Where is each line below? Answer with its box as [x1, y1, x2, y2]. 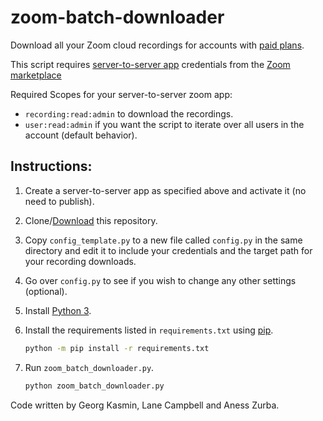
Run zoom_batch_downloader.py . [24, 361, 155, 373]
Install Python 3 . [24, 304, 92, 316]
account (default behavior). [24, 129, 138, 141]
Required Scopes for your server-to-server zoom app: [10, 88, 233, 100]
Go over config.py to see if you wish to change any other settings [24, 274, 297, 286]
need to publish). [24, 195, 95, 207]
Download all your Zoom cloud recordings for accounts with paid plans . [10, 39, 305, 51]
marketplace [10, 69, 62, 81]
